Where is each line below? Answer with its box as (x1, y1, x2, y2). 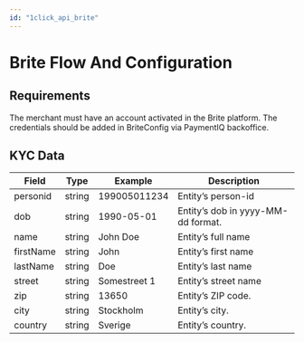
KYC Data (9, 148, 65, 164)
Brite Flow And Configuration (9, 52, 233, 72)
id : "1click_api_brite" (9, 13, 100, 23)
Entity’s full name (177, 231, 251, 243)
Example (114, 175, 153, 187)
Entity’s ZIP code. (177, 290, 252, 302)
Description (207, 175, 260, 187)
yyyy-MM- (239, 205, 289, 217)
